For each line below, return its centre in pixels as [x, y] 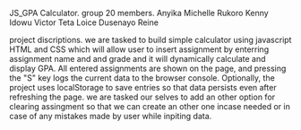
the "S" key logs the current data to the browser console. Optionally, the [142, 78]
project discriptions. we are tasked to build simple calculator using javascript [150, 40]
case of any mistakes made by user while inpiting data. [111, 116]
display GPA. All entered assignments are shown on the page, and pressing [148, 68]
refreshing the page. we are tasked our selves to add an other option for [142, 97]
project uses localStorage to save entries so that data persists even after [143, 87]
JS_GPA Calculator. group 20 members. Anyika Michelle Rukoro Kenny [139, 13]
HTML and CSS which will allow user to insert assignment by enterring [139, 49]
